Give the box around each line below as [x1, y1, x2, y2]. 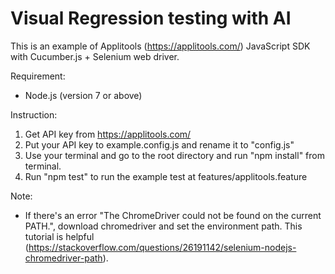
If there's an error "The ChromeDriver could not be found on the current [24, 209, 322, 221]
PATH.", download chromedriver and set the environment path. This [24, 220, 303, 232]
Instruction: [10, 108, 58, 121]
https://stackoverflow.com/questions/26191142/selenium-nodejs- [28, 241, 297, 253]
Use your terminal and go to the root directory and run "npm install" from [24, 149, 325, 161]
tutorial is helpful [24, 230, 95, 242]
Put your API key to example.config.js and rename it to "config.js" [24, 138, 295, 151]
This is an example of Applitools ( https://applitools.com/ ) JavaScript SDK [10, 40, 311, 52]
